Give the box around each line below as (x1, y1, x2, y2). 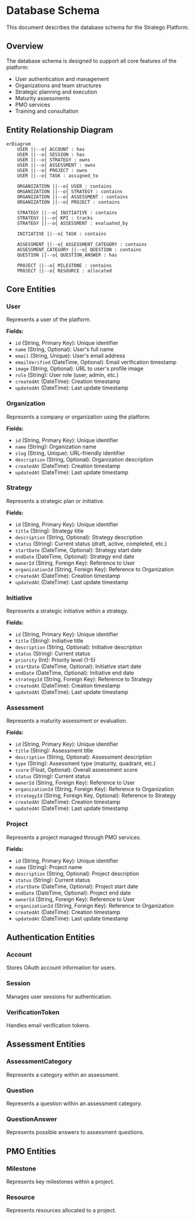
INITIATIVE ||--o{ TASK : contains (17, 231, 107, 237)
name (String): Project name (14, 863, 83, 870)
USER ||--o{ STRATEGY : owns (17, 156, 91, 163)
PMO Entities (6, 1146, 56, 1157)
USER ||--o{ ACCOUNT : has (17, 146, 85, 152)
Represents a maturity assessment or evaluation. (6, 717, 128, 725)
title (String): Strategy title (14, 527, 84, 535)
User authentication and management (14, 75, 109, 82)
